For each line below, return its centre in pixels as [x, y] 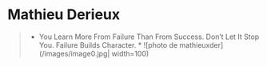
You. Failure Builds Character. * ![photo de [108, 45]
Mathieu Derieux [64, 15]
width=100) [130, 53]
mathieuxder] [201, 45]
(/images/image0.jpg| [74, 53]
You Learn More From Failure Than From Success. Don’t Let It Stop [149, 37]
